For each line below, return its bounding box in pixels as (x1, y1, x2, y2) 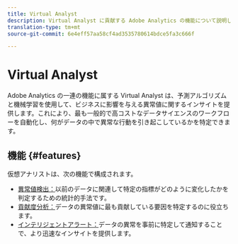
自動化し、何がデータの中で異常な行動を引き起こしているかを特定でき (19, 118, 225, 126)
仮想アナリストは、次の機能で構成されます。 (7, 170, 137, 178)
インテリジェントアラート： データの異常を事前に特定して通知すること (17, 221, 223, 228)
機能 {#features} (7, 150, 81, 162)
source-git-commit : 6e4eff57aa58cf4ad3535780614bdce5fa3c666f (7, 30, 195, 38)
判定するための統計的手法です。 (17, 194, 111, 202)
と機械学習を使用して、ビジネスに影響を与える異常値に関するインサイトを (7, 100, 225, 109)
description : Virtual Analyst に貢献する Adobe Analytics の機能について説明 (7, 17, 227, 24)
